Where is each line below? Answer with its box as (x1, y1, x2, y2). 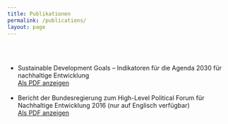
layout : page (7, 23, 46, 30)
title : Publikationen (7, 10, 71, 18)
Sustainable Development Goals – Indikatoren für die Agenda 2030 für (17, 64, 222, 73)
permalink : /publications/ (7, 17, 87, 24)
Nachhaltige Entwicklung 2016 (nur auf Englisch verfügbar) (17, 101, 191, 110)
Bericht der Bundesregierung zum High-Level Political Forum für (17, 94, 205, 102)
